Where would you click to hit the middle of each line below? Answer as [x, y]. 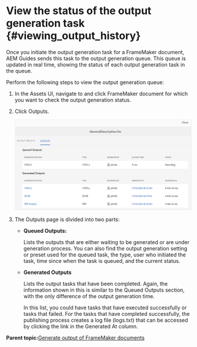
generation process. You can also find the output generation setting [105, 249]
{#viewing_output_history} [74, 36]
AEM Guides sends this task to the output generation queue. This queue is [96, 58]
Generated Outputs [47, 272]
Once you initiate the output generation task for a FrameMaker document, [95, 52]
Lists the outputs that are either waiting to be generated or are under [106, 242]
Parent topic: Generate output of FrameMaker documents [76, 338]
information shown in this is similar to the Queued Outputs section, [104, 290]
